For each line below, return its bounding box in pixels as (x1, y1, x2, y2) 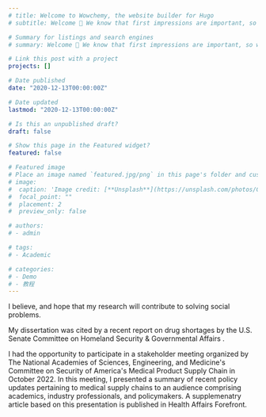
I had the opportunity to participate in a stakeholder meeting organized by (8, 350, 249, 359)
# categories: (8, 265, 55, 274)
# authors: (8, 222, 44, 230)
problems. (8, 310, 41, 319)
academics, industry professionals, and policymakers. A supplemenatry (8, 392, 241, 401)
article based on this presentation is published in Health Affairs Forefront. (8, 400, 248, 409)
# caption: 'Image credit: (8, 186, 101, 193)
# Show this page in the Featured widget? (8, 142, 150, 150)
